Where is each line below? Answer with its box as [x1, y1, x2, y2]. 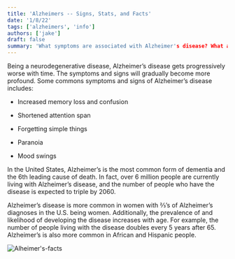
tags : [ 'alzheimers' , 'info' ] [7, 23, 96, 30]
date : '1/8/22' [7, 17, 52, 24]
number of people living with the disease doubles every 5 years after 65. [7, 223, 217, 231]
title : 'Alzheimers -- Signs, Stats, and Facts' [7, 10, 152, 17]
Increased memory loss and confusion [17, 98, 129, 105]
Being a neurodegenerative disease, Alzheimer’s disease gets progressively [7, 62, 226, 70]
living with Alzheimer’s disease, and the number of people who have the [7, 180, 215, 188]
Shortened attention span [17, 111, 91, 119]
